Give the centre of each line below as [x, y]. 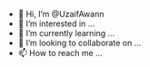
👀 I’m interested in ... [56, 24]
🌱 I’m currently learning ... [66, 33]
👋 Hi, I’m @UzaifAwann [61, 14]
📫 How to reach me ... [60, 53]
